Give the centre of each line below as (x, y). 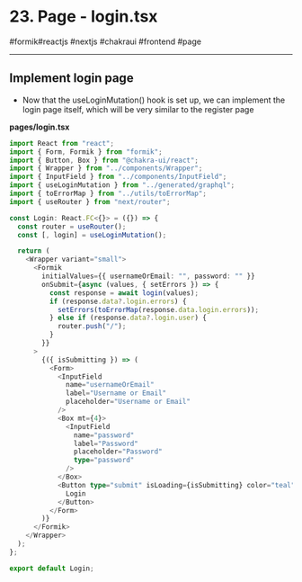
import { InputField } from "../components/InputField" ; (118, 177)
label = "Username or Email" (116, 393)
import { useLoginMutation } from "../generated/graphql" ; (122, 185)
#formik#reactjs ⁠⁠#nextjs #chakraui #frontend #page (106, 41)
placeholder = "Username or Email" (129, 402)
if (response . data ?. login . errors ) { (118, 301)
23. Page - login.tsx (84, 17)
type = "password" (104, 461)
